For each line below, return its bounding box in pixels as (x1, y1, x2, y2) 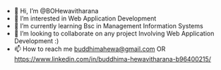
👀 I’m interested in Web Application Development (13, 14, 157, 23)
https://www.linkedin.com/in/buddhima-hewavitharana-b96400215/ (13, 55, 212, 63)
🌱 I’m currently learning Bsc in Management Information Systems (13, 22, 203, 30)
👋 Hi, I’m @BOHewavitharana (13, 7, 99, 15)
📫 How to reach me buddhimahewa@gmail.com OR (13, 45, 166, 53)
